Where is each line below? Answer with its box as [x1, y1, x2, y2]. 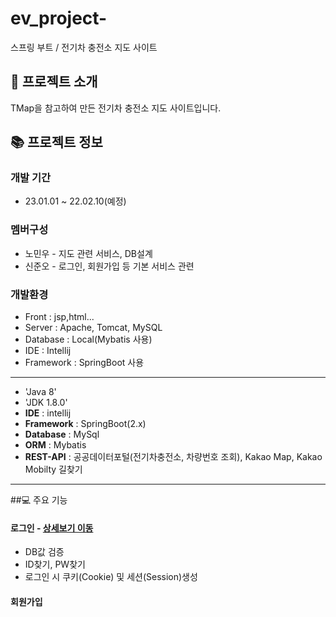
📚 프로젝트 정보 [10, 134, 103, 151]
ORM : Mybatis [24, 439, 87, 451]
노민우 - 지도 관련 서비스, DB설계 [24, 247, 153, 259]
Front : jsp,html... [24, 311, 95, 323]
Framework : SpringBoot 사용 [24, 357, 145, 369]
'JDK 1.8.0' [24, 397, 68, 409]
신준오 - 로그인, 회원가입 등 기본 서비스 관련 [24, 260, 195, 272]
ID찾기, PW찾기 [24, 558, 86, 571]
